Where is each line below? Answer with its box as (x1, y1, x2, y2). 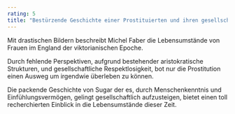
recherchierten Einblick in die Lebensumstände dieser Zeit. (7, 100, 177, 108)
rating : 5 (7, 10, 36, 17)
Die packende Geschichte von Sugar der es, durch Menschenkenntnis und (7, 85, 222, 94)
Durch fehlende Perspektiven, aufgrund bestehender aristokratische (7, 57, 204, 65)
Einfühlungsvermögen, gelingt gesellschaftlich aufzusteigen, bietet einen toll (7, 92, 228, 101)
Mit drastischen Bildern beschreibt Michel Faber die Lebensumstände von (7, 36, 220, 44)
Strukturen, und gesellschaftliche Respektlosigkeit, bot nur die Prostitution (7, 64, 221, 73)
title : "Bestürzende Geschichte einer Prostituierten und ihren (7, 17, 199, 24)
